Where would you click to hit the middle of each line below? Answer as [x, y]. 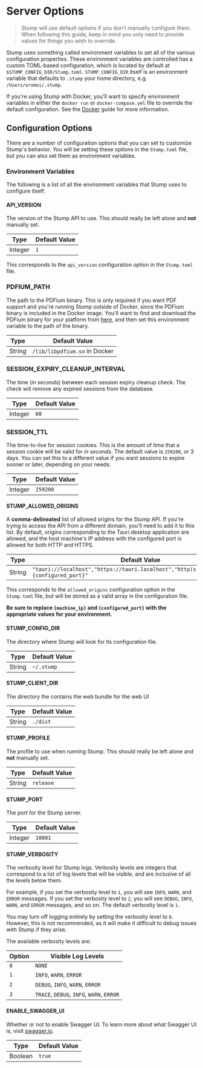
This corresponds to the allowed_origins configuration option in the [91, 590]
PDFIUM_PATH [28, 287]
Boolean [21, 1056]
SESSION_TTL [27, 432]
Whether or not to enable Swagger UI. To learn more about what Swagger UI [101, 1024]
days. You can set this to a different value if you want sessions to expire [95, 458]
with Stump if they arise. [37, 929]
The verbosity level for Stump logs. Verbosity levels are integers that [92, 868]
